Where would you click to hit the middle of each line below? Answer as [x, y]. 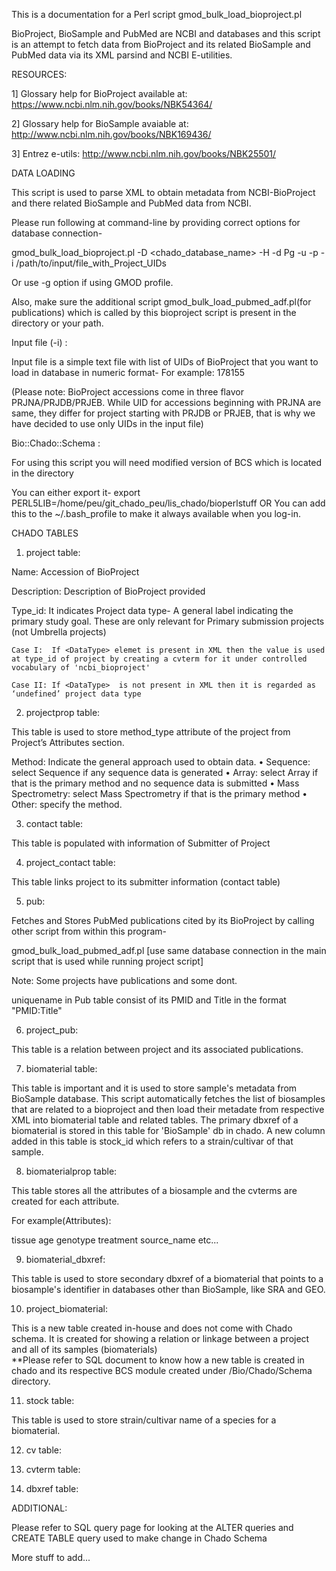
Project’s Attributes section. [68, 742]
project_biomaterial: [66, 1308]
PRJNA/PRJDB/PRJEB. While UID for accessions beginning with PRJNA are [166, 402]
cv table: [43, 1450]
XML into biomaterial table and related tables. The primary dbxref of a [155, 1120]
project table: [53, 552]
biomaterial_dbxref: [65, 1259]
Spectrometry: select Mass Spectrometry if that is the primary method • [159, 793]
